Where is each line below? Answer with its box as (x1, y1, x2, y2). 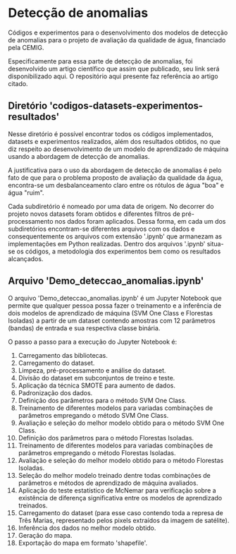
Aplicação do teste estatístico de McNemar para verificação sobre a (18, 486, 217, 495)
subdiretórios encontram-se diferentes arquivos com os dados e (8, 224, 195, 233)
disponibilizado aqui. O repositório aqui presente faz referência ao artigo (8, 72, 218, 80)
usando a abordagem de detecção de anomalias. (8, 152, 150, 160)
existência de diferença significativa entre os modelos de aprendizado (18, 493, 223, 502)
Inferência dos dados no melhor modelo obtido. (18, 524, 156, 532)
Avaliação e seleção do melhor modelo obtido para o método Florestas (18, 456, 224, 464)
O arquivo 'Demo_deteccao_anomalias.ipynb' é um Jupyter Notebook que (8, 294, 222, 302)
